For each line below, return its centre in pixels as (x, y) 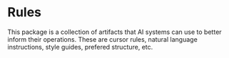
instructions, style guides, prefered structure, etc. (80, 47)
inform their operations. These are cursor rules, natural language (102, 39)
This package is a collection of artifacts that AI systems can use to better (115, 32)
